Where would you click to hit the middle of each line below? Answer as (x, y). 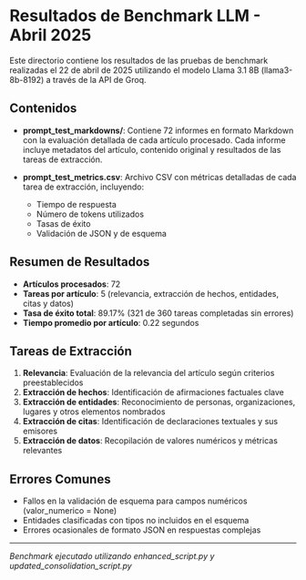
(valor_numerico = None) (70, 511)
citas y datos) (48, 303)
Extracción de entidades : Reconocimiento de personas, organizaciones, (159, 402)
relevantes (42, 451)
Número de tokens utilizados (90, 214)
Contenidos (43, 109)
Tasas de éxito (63, 223)
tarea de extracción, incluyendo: (83, 187)
